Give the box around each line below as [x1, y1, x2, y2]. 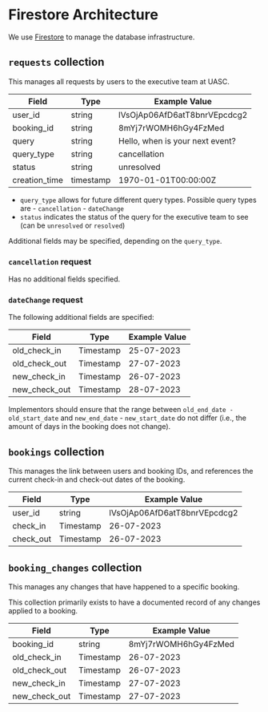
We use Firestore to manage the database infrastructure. [8, 32, 195, 42]
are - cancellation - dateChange [19, 203, 125, 213]
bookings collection [8, 445, 105, 459]
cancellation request [8, 256, 92, 267]
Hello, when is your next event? [118, 135, 236, 146]
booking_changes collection [8, 560, 142, 574]
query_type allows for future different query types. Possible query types [19, 195, 258, 204]
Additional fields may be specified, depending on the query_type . [8, 236, 222, 245]
